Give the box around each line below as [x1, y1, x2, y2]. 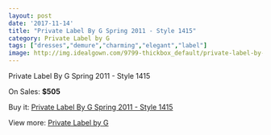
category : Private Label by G [8, 34, 110, 43]
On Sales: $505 [8, 87, 60, 96]
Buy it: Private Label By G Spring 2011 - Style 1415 [8, 102, 173, 112]
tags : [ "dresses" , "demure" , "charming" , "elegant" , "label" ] [8, 42, 207, 50]
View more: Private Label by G [8, 118, 109, 127]
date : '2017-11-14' [8, 19, 74, 27]
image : [8, 49, 31, 57]
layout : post [8, 11, 52, 20]
